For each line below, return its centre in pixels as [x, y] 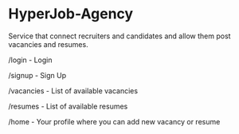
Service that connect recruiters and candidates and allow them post [119, 36]
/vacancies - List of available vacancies [73, 91]
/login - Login [30, 60]
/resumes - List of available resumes [68, 106]
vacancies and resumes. [49, 44]
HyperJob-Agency [71, 14]
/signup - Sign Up [37, 75]
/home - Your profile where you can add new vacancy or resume [114, 121]
